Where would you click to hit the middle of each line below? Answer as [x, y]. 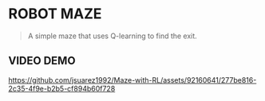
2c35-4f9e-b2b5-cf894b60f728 [62, 88]
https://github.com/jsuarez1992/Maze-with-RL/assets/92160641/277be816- [132, 80]
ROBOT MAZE [55, 14]
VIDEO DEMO [42, 61]
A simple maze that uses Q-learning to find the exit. [112, 36]
